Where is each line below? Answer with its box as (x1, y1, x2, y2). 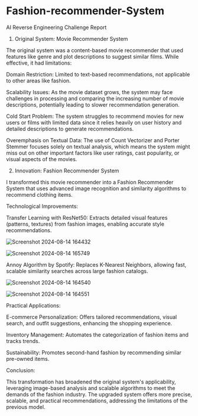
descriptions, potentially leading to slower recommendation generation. (6, 101, 180, 108)
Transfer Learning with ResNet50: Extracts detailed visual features (6, 214, 168, 221)
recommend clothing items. (6, 191, 73, 198)
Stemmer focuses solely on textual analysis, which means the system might (6, 143, 190, 150)
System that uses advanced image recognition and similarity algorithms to (6, 185, 187, 192)
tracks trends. (6, 337, 40, 344)
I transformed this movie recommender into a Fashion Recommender (6, 178, 174, 185)
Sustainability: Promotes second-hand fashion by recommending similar (6, 348, 182, 356)
